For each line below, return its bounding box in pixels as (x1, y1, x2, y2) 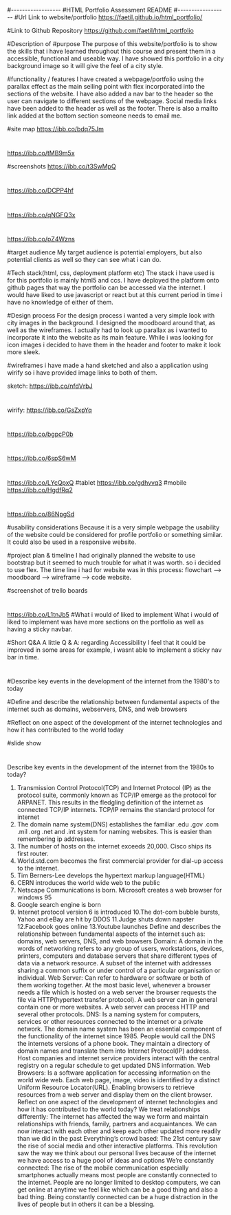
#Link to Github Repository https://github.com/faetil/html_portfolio (7, 27, 194, 34)
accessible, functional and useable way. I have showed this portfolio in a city (7, 54, 224, 63)
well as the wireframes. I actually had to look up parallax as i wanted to (7, 326, 208, 334)
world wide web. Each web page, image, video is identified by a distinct (16, 1076, 220, 1084)
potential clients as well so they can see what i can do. (7, 255, 162, 263)
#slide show (7, 739, 41, 747)
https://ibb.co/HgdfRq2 (7, 485, 74, 494)
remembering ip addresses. (16, 835, 96, 843)
